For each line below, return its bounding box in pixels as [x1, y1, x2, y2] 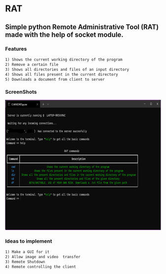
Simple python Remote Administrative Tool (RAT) [5, 23, 159, 31]
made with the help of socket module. [5, 30, 124, 39]
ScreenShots [5, 88, 37, 95]
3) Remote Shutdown [5, 260, 45, 265]
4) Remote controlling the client [5, 265, 77, 270]
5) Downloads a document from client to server [5, 77, 105, 82]
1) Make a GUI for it [5, 250, 50, 255]
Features [5, 45, 27, 52]
